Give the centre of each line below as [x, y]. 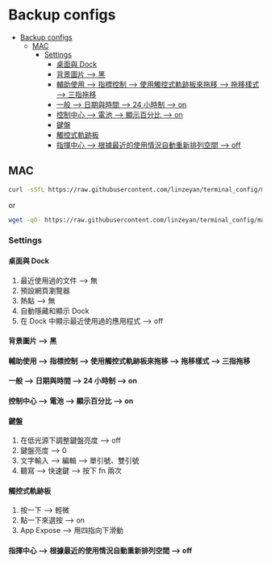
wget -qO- [25, 220]
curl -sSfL [27, 189]
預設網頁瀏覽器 [45, 290]
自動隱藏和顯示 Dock [54, 311]
